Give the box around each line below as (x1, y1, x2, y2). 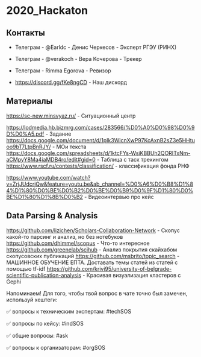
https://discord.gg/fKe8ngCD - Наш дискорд (14, 79, 128, 86)
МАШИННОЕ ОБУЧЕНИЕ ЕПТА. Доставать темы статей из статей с (6, 259, 178, 266)
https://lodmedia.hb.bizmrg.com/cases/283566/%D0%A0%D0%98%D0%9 (6, 124, 195, 131)
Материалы (6, 96, 53, 106)
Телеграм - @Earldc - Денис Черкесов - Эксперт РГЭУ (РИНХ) (14, 43, 177, 51)
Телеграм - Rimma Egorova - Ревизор (14, 67, 111, 74)
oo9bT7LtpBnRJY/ (6, 143, 51, 150)
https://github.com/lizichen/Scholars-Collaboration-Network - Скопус (6, 227, 181, 234)
